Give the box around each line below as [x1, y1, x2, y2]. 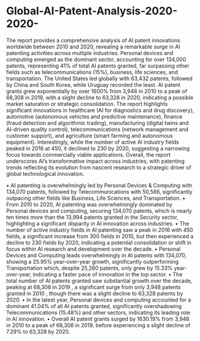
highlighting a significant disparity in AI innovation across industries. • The [6, 220, 189, 227]
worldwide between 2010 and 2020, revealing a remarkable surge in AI [6, 43, 180, 50]
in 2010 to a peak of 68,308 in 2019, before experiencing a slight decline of [6, 321, 191, 328]
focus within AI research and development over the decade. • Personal [6, 245, 181, 252]
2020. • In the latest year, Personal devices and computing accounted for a [6, 296, 191, 303]
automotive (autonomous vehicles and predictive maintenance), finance [6, 112, 183, 120]
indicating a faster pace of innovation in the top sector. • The [32, 270, 183, 278]
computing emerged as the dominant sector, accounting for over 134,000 [6, 56, 186, 63]
